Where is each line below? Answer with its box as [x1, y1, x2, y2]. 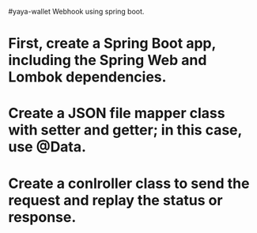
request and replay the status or [8, 191, 223, 209]
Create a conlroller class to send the [8, 174, 250, 193]
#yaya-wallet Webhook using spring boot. [8, 7, 145, 16]
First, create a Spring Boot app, [8, 35, 216, 52]
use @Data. [8, 138, 87, 156]
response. [8, 208, 77, 226]
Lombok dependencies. [8, 68, 167, 86]
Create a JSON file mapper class [8, 105, 225, 122]
